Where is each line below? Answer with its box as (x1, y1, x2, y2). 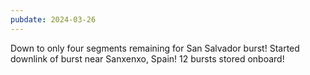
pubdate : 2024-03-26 (10, 14, 97, 25)
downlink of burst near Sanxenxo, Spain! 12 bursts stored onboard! (10, 52, 285, 65)
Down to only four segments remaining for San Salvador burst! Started (10, 42, 300, 54)
